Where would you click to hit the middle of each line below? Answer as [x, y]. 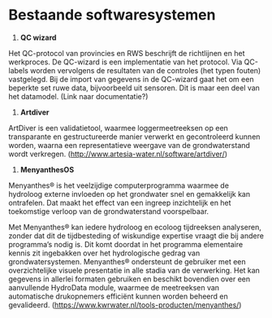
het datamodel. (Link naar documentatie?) [78, 96]
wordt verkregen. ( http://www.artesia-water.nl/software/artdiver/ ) [118, 154]
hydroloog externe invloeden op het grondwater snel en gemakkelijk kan [129, 194]
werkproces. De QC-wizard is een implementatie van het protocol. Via [125, 62]
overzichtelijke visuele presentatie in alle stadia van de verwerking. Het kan [134, 270]
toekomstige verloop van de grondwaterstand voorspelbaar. [109, 211]
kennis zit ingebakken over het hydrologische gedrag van [104, 253]
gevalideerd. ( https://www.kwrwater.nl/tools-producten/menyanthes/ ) [125, 305]
